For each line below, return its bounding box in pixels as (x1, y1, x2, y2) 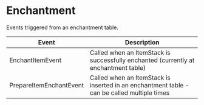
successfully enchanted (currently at (89, 56, 195, 64)
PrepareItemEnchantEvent (9, 81, 84, 89)
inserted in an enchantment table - (89, 81, 189, 89)
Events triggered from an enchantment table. (6, 24, 118, 31)
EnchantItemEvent (9, 56, 62, 64)
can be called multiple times (89, 89, 170, 97)
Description (124, 38, 160, 46)
